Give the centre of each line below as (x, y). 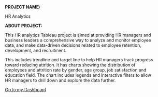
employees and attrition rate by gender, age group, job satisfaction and (76, 70)
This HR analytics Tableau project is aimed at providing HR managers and (78, 35)
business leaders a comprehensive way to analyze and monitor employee (78, 40)
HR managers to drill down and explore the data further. (60, 80)
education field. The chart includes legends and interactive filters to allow (78, 75)
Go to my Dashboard (26, 90)
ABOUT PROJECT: (24, 26)
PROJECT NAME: (23, 7)
